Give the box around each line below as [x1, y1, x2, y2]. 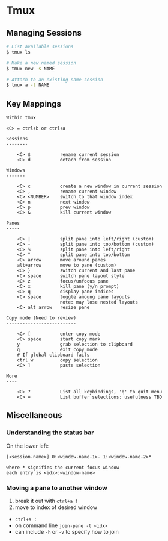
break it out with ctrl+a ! [14, 498, 79, 505]
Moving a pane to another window [6, 483, 108, 492]
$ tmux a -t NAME [6, 82, 50, 88]
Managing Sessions [6, 28, 82, 38]
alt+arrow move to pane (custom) [17, 263, 117, 269]
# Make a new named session [6, 60, 77, 66]
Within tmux [6, 115, 36, 121]
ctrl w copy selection [17, 357, 98, 363]
